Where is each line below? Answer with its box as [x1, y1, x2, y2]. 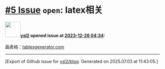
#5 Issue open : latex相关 [5, 4, 103, 16]
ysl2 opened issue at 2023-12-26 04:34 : [20, 33, 106, 38]
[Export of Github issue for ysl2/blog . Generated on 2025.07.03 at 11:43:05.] [5, 59, 158, 65]
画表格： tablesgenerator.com [5, 44, 65, 50]
